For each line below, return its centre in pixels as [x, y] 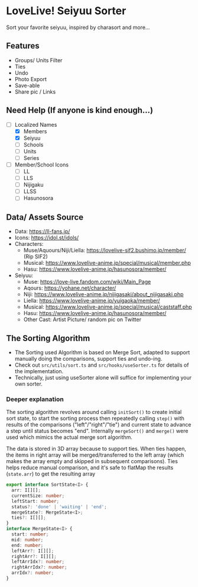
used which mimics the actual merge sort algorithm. [69, 437]
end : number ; [27, 545]
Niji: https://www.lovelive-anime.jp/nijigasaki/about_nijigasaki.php [103, 294]
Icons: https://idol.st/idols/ [47, 238]
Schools [33, 145]
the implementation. [39, 371]
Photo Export [31, 79]
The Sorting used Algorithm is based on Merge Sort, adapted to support [102, 352]
